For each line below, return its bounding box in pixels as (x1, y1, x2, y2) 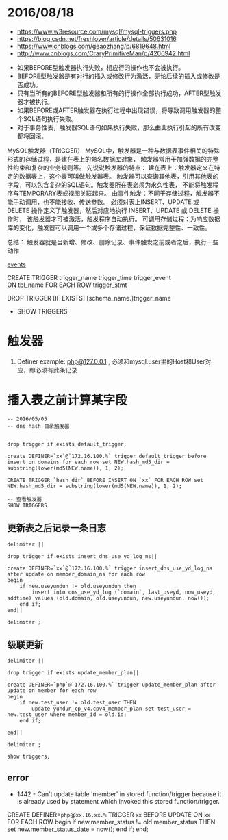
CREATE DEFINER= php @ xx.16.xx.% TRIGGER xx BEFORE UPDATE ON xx (7, 811, 211, 819)
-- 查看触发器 (7, 496, 42, 502)
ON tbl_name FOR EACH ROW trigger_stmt (7, 281, 127, 289)
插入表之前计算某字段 (7, 392, 128, 408)
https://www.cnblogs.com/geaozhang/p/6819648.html (16, 42, 171, 50)
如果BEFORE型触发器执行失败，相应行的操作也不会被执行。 (16, 63, 185, 71)
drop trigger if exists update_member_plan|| (7, 670, 139, 676)
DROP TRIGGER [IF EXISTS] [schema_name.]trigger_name (7, 294, 171, 302)
